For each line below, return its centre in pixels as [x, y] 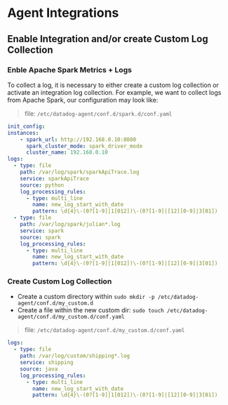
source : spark [40, 237]
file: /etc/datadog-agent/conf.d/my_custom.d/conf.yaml [105, 330]
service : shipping [47, 363]
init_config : [26, 126]
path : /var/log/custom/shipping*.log [75, 356]
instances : [23, 133]
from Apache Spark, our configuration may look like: [83, 100]
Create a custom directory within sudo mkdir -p [86, 297]
